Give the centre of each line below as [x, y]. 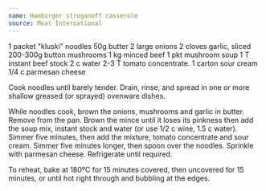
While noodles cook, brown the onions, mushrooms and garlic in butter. [127, 111]
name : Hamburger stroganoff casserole [73, 16]
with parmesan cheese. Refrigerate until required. [90, 154]
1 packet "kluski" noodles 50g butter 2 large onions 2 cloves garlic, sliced [130, 46]
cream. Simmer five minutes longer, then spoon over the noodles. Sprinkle [131, 145]
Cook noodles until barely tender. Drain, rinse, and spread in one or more [129, 87]
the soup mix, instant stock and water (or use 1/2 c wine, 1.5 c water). [123, 128]
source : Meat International [55, 23]
